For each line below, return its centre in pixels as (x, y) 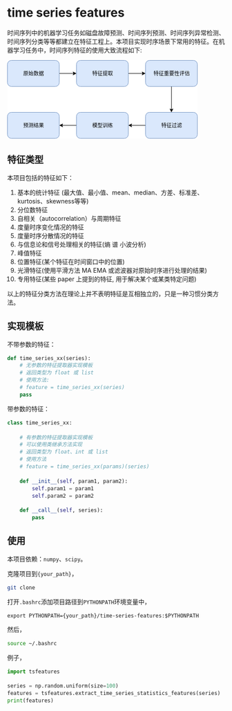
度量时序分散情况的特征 (50, 235)
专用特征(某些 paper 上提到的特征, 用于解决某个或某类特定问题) (107, 279)
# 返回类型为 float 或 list (57, 373)
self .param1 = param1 (63, 488)
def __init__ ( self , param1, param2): (74, 481)
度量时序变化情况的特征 (50, 227)
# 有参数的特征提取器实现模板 (56, 438)
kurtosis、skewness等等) (53, 201)
